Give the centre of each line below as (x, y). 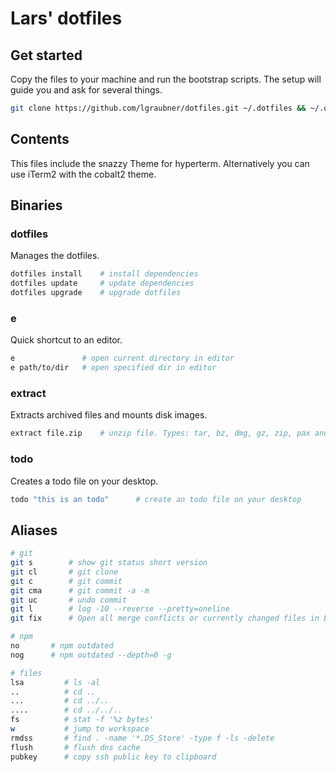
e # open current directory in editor (122, 358)
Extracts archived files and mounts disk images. (109, 415)
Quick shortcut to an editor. (66, 340)
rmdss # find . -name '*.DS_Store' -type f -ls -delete (142, 738)
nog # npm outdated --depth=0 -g (91, 655)
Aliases (34, 530)
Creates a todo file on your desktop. (84, 481)
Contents (40, 139)
